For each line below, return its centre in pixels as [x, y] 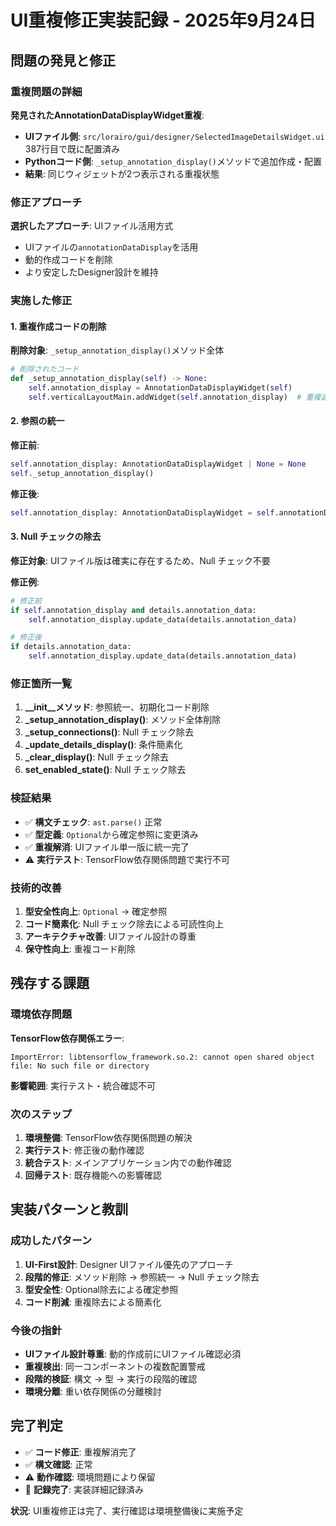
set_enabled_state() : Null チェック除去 [105, 770]
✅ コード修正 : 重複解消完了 [80, 1452]
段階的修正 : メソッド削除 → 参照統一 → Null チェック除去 [142, 1277]
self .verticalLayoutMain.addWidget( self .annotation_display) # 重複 [175, 397]
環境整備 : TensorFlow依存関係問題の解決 [108, 1137]
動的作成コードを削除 [68, 260]
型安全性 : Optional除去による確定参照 [101, 1289]
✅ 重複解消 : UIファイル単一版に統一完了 [107, 847]
